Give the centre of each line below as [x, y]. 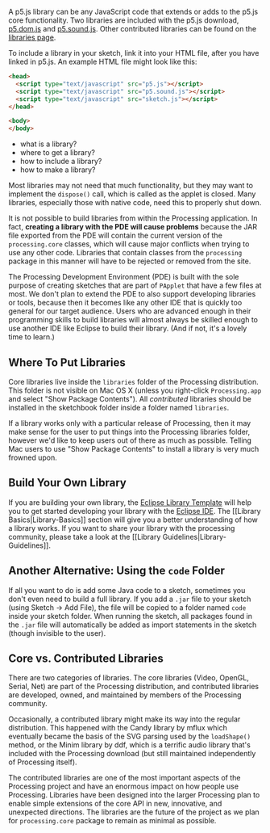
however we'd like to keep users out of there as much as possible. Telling [130, 440]
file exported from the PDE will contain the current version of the [116, 236]
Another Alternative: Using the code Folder [117, 571]
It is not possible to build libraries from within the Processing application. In [133, 218]
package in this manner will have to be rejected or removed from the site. [130, 261]
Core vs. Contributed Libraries [86, 658]
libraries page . [32, 37]
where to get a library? [57, 153]
